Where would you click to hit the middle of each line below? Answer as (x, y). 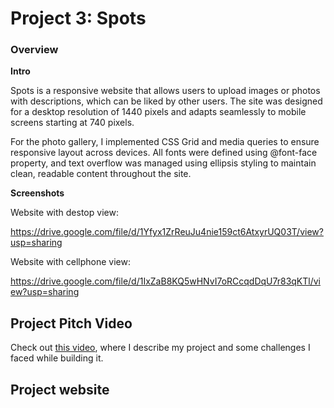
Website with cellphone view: (71, 262)
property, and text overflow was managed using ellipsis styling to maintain (163, 163)
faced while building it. (57, 358)
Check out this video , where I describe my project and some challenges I (160, 348)
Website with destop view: (64, 213)
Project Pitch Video (71, 323)
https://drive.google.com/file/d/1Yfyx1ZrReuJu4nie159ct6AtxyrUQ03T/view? (167, 232)
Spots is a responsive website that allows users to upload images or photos (165, 91)
